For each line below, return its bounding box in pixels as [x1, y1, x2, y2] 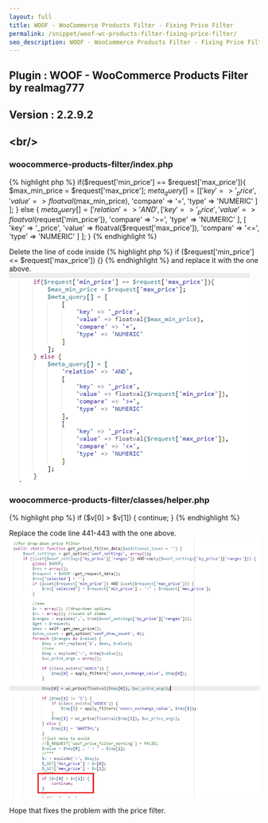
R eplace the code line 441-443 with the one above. [9, 528, 177, 538]
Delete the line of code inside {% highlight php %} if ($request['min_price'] [9, 247, 255, 257]
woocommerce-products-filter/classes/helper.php [9, 495, 210, 506]
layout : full [9, 13, 52, 21]
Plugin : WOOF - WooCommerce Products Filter [9, 69, 249, 82]
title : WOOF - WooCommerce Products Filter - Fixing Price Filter [9, 21, 234, 29]
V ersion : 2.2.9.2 [9, 108, 94, 122]
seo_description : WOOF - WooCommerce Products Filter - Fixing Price [9, 38, 245, 46]
